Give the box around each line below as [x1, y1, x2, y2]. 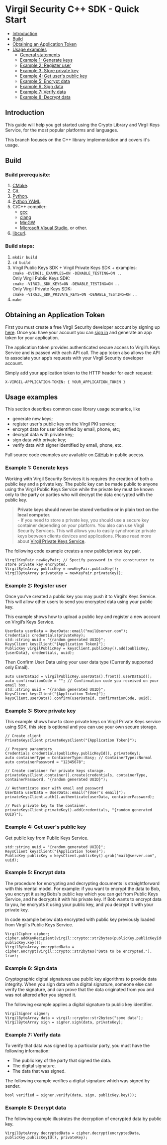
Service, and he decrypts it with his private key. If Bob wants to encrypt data [5, 896, 162, 902]
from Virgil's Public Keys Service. [5, 921, 74, 927]
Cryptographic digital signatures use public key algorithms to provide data [5, 976, 157, 982]
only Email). [5, 664, 29, 670]
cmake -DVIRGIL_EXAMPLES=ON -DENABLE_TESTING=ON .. [12, 270, 122, 276]
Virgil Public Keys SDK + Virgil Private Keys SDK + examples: [12, 264, 137, 270]
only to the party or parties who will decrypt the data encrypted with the [5, 492, 153, 498]
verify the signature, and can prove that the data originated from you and [5, 987, 155, 993]
